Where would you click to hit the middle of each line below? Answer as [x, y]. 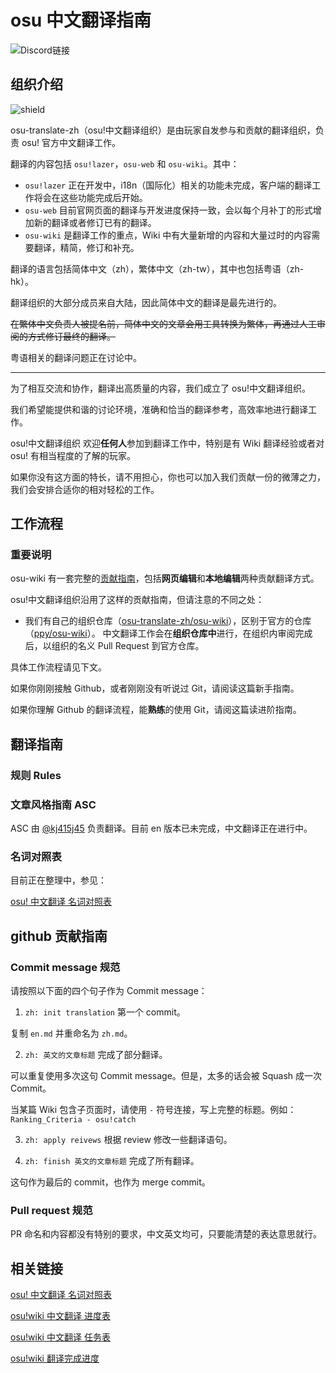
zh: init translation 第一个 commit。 [105, 1012]
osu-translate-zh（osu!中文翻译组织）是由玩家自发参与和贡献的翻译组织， [163, 130]
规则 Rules [36, 775]
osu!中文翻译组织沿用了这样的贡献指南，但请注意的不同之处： [137, 600]
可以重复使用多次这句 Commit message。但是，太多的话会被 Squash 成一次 [166, 1076]
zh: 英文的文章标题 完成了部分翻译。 [96, 1055]
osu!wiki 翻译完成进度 [55, 1358]
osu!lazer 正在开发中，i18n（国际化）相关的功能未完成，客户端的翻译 [168, 185]
